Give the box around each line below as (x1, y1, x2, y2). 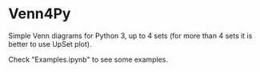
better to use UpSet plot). (8, 39, 92, 48)
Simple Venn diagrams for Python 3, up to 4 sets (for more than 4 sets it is (8, 31, 253, 40)
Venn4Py (8, 5, 71, 23)
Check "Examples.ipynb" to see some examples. (8, 55, 168, 64)
